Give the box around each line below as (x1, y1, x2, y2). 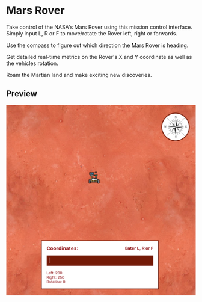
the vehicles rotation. (6, 60, 58, 67)
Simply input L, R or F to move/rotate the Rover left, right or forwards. (6, 29, 177, 37)
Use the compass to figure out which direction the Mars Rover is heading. (6, 42, 189, 49)
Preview (6, 88, 38, 99)
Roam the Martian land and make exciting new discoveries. (6, 71, 152, 78)
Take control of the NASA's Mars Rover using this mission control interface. (6, 23, 192, 31)
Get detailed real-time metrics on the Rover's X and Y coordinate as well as (6, 53, 192, 60)
